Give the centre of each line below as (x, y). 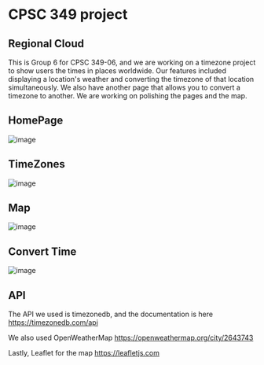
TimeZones (37, 164)
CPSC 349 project (68, 15)
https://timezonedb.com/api (53, 323)
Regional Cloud (46, 44)
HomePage (36, 121)
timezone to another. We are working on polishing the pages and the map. (128, 96)
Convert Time (42, 251)
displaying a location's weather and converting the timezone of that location (131, 79)
